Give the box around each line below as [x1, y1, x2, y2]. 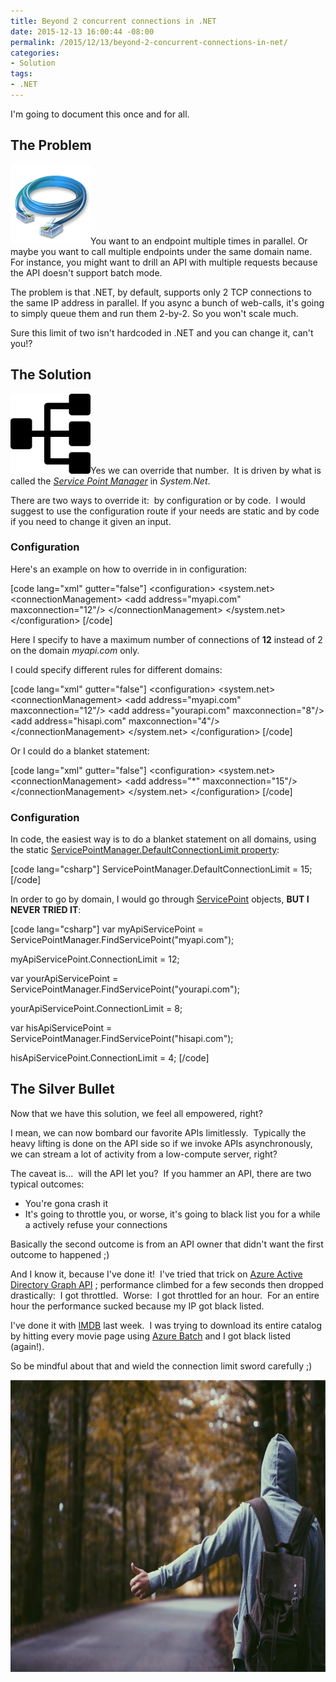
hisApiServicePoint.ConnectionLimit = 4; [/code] [10, 1052, 210, 1064]
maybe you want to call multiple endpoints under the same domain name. [10, 245, 313, 257]
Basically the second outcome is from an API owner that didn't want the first [10, 1238, 324, 1250]
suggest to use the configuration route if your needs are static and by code [10, 505, 320, 517]
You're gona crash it [24, 1197, 108, 1209]
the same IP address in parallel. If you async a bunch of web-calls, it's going [10, 296, 325, 309]
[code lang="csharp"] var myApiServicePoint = [10, 923, 204, 935]
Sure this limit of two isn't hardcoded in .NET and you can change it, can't [10, 326, 314, 339]
